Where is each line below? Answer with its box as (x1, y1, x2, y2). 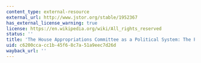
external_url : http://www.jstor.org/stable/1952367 (6, 14, 138, 20)
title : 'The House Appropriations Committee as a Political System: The (6, 37, 191, 43)
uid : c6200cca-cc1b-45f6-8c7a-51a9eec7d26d (6, 43, 117, 49)
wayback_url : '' (6, 48, 47, 54)
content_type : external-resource (6, 8, 90, 15)
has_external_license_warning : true (6, 20, 98, 26)
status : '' (6, 31, 33, 37)
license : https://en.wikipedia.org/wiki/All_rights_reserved (6, 25, 162, 32)
